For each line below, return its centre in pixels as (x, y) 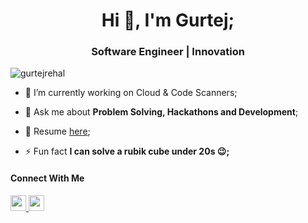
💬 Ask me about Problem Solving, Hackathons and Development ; (161, 112)
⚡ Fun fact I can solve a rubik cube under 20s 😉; (127, 151)
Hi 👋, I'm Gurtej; (168, 20)
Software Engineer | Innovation (168, 52)
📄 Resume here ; (57, 131)
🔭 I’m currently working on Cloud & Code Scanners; (131, 93)
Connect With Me (47, 178)
